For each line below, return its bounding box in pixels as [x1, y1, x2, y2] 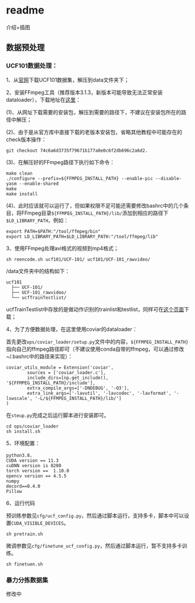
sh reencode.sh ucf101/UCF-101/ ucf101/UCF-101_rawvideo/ [6, 256, 150, 262]
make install [6, 191, 38, 197]
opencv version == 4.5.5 [6, 473, 67, 479]
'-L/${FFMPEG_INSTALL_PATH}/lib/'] [35, 395, 122, 401]
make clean [6, 170, 33, 176]
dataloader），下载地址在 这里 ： [6, 96, 81, 103]
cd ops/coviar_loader [6, 423, 59, 429]
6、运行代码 [6, 499, 35, 507]
